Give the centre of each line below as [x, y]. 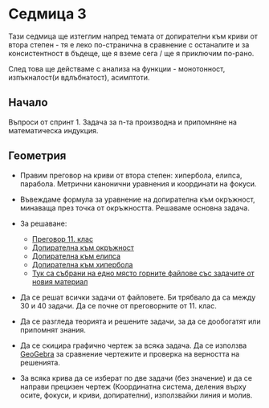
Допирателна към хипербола [82, 264]
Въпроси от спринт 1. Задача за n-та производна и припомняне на [122, 122]
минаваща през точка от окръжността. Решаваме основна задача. [135, 208]
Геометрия [37, 156]
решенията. [40, 362]
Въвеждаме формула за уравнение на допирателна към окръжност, [137, 199]
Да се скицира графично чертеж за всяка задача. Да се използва [133, 345]
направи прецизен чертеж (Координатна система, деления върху [133, 386]
